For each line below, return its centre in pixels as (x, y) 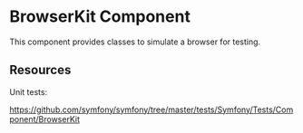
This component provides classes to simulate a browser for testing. (135, 42)
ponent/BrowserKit (44, 119)
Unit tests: (29, 91)
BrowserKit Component (100, 17)
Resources (40, 70)
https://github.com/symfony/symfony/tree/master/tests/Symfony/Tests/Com (151, 109)
